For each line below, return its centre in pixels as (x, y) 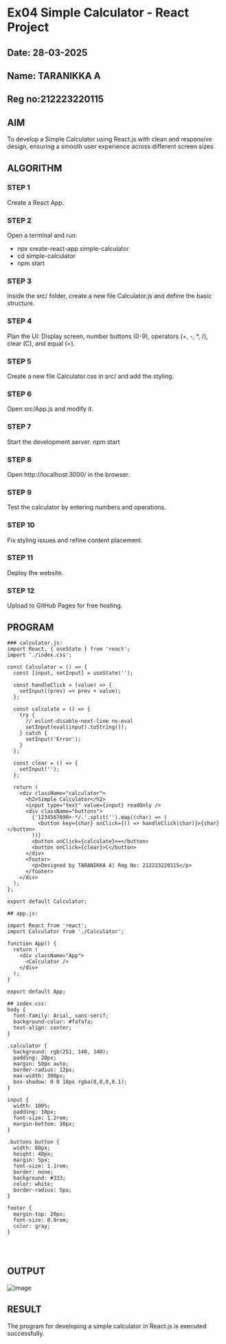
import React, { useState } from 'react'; (69, 649)
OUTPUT (26, 1272)
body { (16, 1009)
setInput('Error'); (53, 739)
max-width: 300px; (40, 1076)
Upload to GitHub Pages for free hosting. (65, 605)
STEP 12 (21, 590)
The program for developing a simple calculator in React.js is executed (107, 1326)
